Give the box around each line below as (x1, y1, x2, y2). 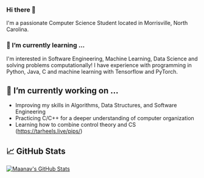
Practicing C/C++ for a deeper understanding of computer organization (15, 115, 195, 122)
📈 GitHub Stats (6, 146, 66, 156)
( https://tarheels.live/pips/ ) (15, 127, 83, 135)
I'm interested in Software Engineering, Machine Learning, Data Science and (6, 55, 198, 62)
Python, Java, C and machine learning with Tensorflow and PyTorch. (6, 68, 178, 75)
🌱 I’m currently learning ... (6, 41, 85, 49)
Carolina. (6, 26, 29, 33)
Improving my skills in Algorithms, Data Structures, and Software (15, 102, 177, 109)
